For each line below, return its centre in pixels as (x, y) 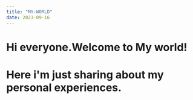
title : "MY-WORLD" (29, 12)
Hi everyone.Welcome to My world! (97, 47)
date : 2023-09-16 (28, 17)
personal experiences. (64, 87)
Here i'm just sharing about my (85, 74)
